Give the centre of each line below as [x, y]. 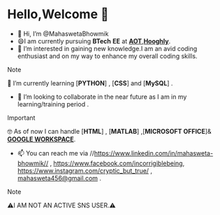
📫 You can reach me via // [56, 153]
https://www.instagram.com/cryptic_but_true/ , [85, 170]
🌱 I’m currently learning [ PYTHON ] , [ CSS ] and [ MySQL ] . [90, 83]
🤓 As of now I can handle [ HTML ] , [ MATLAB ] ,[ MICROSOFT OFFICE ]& [109, 131]
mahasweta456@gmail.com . [59, 178]
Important [21, 118]
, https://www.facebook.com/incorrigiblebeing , [117, 163]
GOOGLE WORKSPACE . [42, 139]
